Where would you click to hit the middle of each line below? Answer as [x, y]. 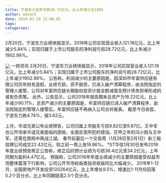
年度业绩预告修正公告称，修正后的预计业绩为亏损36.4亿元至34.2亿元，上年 [82, 151]
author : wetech [21, 14]
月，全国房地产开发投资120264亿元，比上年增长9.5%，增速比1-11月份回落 [81, 170]
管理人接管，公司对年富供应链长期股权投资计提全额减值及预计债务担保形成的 [83, 91]
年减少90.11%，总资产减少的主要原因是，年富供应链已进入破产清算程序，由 [82, 103]
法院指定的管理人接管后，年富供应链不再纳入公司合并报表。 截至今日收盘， [82, 109]
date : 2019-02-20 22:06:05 [33, 19]
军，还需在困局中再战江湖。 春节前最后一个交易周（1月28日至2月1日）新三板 [83, 138]
